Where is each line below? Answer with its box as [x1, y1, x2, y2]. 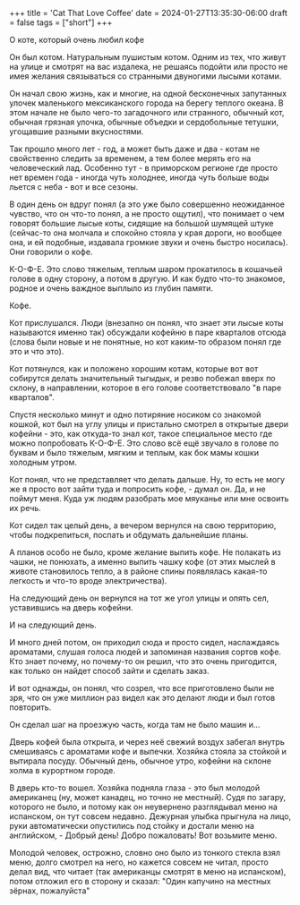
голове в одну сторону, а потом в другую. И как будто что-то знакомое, [9, 273, 286, 284]
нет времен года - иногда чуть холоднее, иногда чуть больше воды [9, 172, 270, 183]
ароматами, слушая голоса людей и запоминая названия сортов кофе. [9, 646, 282, 657]
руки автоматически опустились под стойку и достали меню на [9, 821, 255, 831]
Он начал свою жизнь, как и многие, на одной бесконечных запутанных [9, 89, 287, 98]
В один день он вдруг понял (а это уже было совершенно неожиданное [9, 199, 285, 209]
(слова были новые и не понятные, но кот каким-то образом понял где [9, 337, 282, 347]
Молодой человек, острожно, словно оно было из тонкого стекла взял [9, 848, 280, 858]
